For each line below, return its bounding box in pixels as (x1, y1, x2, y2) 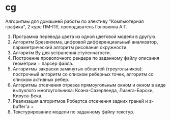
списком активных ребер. (12, 76, 70, 83)
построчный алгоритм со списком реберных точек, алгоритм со (12, 71, 154, 77)
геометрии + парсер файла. (12, 60, 74, 66)
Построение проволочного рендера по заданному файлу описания (12, 55, 159, 61)
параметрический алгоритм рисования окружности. (12, 44, 128, 50)
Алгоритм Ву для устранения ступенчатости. (12, 50, 111, 56)
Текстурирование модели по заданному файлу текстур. (12, 108, 135, 115)
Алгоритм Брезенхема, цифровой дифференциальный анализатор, (12, 38, 158, 45)
